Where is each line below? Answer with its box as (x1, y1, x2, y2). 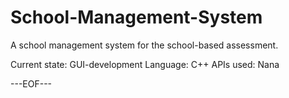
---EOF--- (10, 77, 53, 90)
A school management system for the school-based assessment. (10, 39, 279, 51)
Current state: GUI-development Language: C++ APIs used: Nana (10, 58, 280, 70)
